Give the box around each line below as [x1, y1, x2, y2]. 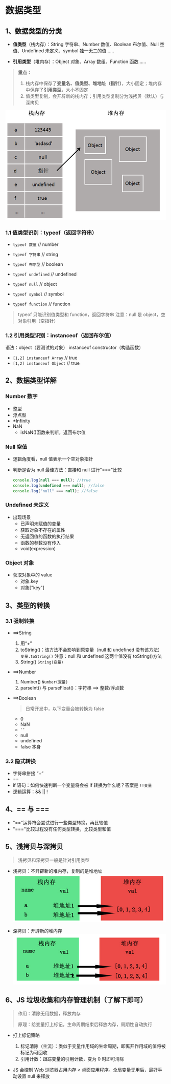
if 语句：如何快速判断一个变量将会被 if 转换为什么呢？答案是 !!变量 [12, 782, 152, 788]
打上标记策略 [12, 1032, 40, 1038]
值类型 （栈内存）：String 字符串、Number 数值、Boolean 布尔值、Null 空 [12, 41, 165, 47]
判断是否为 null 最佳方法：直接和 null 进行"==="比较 [12, 467, 123, 473]
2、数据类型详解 [5, 376, 57, 385]
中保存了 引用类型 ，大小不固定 [25, 87, 88, 93]
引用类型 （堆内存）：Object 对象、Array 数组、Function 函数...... [12, 58, 146, 65]
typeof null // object [12, 281, 57, 287]
